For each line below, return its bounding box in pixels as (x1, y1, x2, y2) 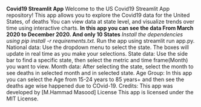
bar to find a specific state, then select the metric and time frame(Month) (6, 57, 188, 63)
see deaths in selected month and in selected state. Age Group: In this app (6, 70, 193, 76)
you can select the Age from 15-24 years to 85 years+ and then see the (6, 76, 185, 83)
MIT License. (6, 95, 39, 102)
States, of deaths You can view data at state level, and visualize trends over (6, 18, 195, 25)
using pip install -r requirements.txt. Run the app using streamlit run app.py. (6, 37, 195, 44)
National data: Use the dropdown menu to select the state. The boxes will (6, 44, 189, 51)
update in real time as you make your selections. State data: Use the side (6, 50, 188, 57)
